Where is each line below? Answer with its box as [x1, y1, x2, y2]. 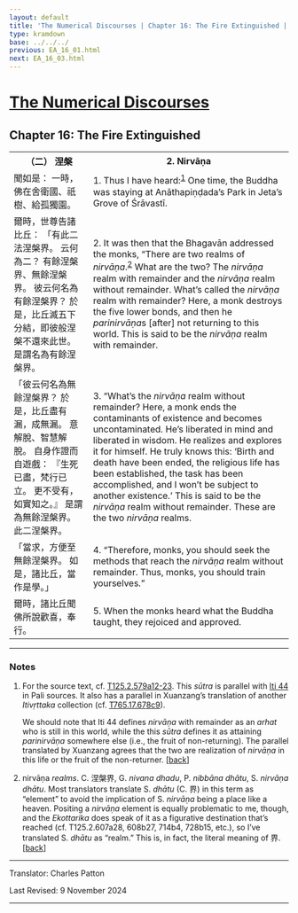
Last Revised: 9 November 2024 [9, 886, 127, 896]
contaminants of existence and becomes [92, 412, 263, 424]
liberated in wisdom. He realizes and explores [92, 434, 282, 446]
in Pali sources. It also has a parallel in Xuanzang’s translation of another [21, 691, 286, 701]
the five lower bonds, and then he [92, 305, 232, 317]
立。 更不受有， [13, 485, 79, 496]
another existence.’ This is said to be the [92, 489, 262, 502]
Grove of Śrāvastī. [92, 197, 169, 209]
